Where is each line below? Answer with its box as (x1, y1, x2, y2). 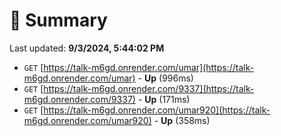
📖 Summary (9, 9, 108, 32)
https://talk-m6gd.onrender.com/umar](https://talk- (43, 61, 255, 73)
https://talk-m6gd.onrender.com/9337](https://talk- (43, 82, 255, 94)
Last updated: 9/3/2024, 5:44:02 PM (9, 42, 165, 54)
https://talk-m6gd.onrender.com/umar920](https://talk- (43, 104, 271, 116)
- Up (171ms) (137, 93, 191, 105)
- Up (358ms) (153, 114, 211, 126)
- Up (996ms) (137, 72, 194, 84)
